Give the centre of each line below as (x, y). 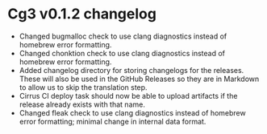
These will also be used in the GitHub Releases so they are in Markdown (139, 79)
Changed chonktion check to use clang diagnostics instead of (122, 53)
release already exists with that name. (82, 104)
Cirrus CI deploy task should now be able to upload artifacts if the (128, 95)
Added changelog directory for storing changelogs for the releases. (131, 70)
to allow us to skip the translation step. (83, 87)
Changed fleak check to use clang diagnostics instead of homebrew (133, 112)
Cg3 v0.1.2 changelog (82, 14)
